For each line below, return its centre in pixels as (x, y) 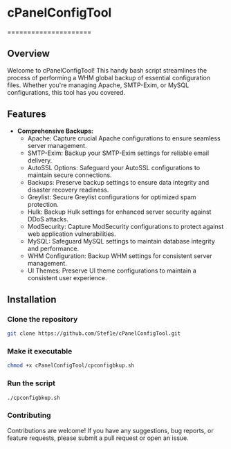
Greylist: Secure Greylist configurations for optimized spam (112, 197)
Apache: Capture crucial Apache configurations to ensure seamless (124, 138)
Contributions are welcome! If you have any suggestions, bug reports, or (110, 430)
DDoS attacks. (48, 219)
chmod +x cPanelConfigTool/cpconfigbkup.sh (71, 366)
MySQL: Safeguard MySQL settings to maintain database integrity (121, 241)
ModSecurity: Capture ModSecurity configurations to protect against (126, 226)
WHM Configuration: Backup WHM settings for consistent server (120, 256)
